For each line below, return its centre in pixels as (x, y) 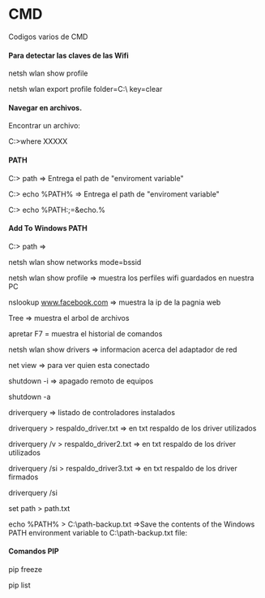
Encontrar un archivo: (45, 126)
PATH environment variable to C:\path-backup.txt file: (98, 532)
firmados (24, 477)
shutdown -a (30, 396)
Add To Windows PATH (48, 228)
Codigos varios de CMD (48, 37)
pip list (19, 585)
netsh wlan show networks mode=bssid (75, 262)
